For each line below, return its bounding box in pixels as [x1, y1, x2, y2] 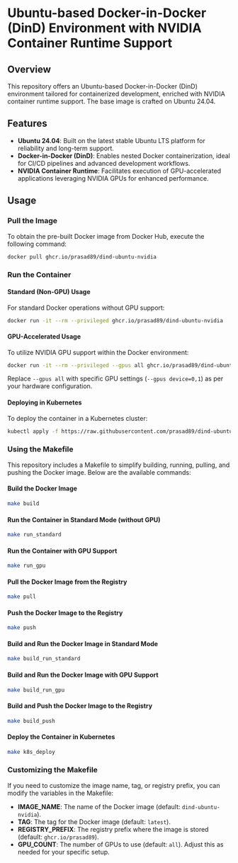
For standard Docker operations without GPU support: [7, 303, 165, 312]
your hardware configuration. [7, 382, 93, 390]
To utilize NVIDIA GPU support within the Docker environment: [7, 348, 189, 356]
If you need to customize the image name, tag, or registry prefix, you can [7, 781, 220, 789]
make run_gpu [7, 562, 46, 570]
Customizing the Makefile [7, 765, 98, 775]
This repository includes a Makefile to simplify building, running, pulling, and [7, 461, 230, 469]
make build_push [7, 717, 55, 724]
